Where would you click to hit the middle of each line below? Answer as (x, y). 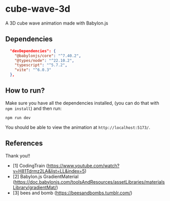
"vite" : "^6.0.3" (33, 70)
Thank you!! (18, 155)
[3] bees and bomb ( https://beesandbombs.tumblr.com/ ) (72, 193)
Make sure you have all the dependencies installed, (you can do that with (82, 103)
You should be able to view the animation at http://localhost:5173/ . (78, 127)
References (24, 143)
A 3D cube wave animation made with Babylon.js (57, 23)
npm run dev (18, 118)
